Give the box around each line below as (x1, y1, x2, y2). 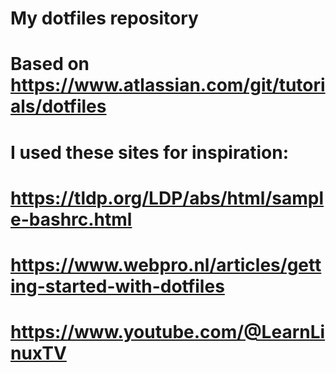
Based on (10, 53, 90, 76)
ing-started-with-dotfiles (10, 275, 225, 297)
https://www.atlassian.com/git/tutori (10, 74, 326, 97)
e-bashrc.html (10, 208, 133, 231)
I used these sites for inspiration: (10, 141, 289, 164)
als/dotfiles (10, 95, 107, 118)
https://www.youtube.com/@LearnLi (10, 321, 326, 344)
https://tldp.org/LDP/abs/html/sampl (10, 187, 325, 209)
